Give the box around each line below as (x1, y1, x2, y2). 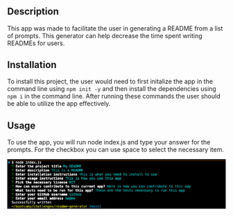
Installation (7, 59, 57, 71)
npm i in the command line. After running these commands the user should (7, 92, 221, 101)
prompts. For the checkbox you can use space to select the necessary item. (7, 145, 224, 154)
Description (7, 6, 59, 17)
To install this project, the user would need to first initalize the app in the (7, 77, 214, 85)
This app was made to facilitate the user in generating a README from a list (7, 24, 223, 33)
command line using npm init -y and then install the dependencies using (7, 85, 216, 93)
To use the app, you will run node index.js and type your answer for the (7, 138, 211, 147)
